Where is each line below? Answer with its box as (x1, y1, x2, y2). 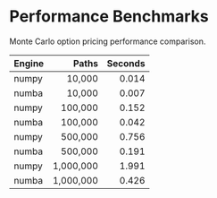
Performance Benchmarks (9, 6, 209, 27)
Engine (13, 56, 45, 69)
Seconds (106, 56, 146, 69)
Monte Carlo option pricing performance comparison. (9, 36, 206, 47)
